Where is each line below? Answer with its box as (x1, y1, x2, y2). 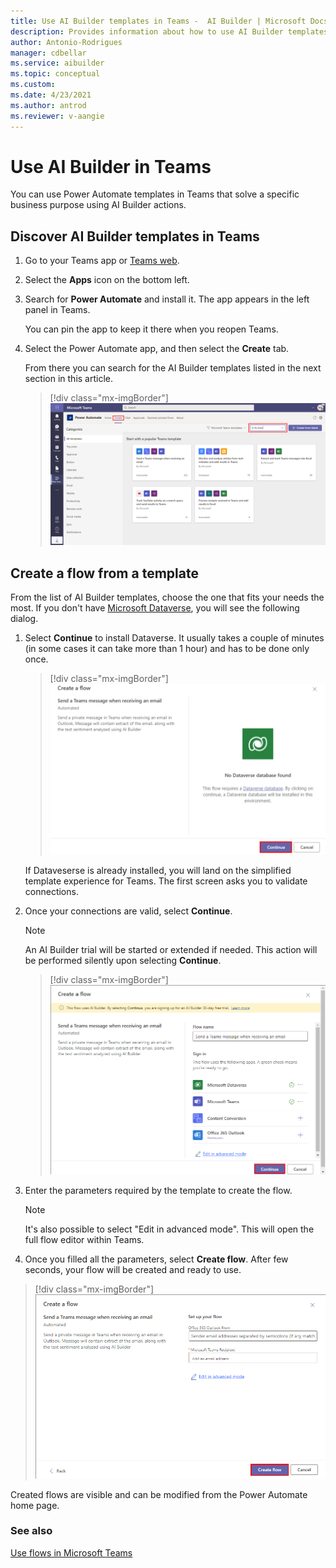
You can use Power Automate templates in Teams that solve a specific (10, 188, 300, 200)
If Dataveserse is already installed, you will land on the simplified (24, 865, 292, 877)
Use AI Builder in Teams (10, 155, 212, 178)
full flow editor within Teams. (24, 1233, 145, 1245)
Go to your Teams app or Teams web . (24, 255, 180, 267)
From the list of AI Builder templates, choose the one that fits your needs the (10, 591, 325, 604)
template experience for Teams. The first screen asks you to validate (24, 875, 308, 887)
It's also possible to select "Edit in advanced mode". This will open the (24, 1223, 315, 1235)
